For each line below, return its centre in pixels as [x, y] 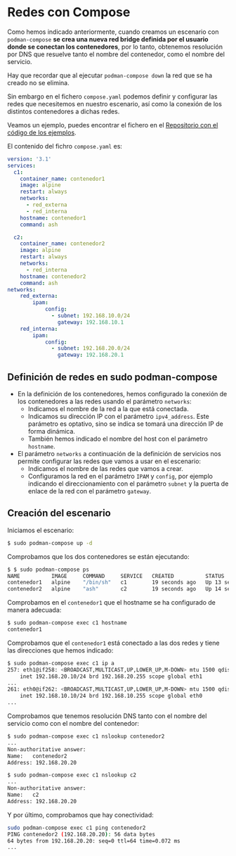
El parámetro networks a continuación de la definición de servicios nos [119, 454]
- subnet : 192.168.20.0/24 [91, 348]
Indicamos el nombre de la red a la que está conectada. [109, 409]
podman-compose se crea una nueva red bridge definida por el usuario [108, 39]
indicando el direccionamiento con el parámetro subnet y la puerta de [128, 484]
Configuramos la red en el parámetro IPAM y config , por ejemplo [120, 476]
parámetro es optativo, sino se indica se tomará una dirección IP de [125, 424]
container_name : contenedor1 [63, 179]
